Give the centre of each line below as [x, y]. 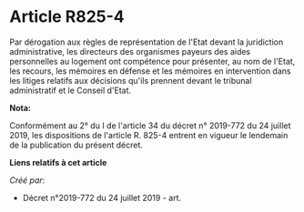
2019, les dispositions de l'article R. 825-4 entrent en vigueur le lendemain [149, 135]
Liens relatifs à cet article [58, 162]
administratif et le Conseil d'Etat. [71, 90]
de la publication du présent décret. [76, 145]
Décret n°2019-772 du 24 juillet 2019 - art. [102, 197]
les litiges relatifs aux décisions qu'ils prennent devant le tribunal [131, 80]
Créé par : [27, 180]
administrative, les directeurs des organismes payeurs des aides [130, 51]
